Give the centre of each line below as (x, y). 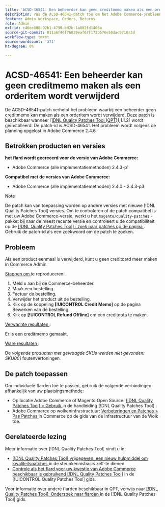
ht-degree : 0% (20, 46)
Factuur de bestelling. (34, 294)
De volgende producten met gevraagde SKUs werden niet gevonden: (75, 353)
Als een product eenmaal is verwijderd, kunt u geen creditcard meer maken (81, 259)
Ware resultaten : (22, 343)
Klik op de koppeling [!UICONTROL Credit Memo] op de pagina (76, 304)
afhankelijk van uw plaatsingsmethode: (44, 391)
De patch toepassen (36, 374)
